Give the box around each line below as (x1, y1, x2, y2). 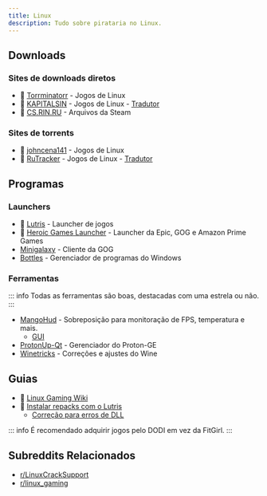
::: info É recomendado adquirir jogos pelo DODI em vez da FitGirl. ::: (8, 426, 233, 435)
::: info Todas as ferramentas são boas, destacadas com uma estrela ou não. (8, 291, 260, 301)
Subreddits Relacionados (8, 448, 136, 463)
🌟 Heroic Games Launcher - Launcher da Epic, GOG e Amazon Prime (19, 228, 247, 238)
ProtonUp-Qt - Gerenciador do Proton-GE (19, 341, 157, 350)
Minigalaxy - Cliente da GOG (19, 245, 114, 254)
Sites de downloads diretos (8, 73, 116, 84)
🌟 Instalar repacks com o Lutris (19, 402, 122, 411)
